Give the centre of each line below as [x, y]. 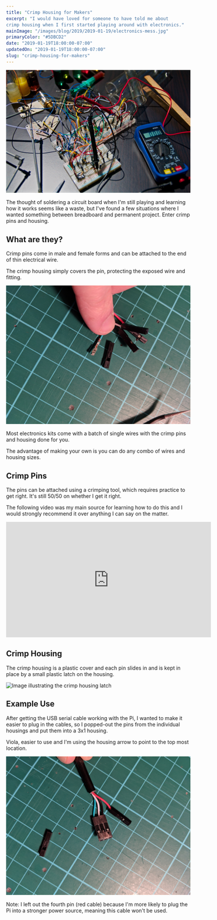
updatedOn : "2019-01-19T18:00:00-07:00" [56, 50]
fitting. [14, 277]
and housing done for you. [38, 440]
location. [17, 748]
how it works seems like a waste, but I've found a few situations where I [92, 209]
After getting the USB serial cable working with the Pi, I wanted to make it [94, 718]
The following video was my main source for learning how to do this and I [94, 508]
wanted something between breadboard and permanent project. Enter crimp [98, 215]
